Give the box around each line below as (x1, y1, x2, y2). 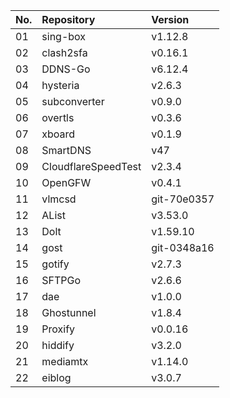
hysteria (41, 79, 80, 92)
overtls (41, 111, 75, 124)
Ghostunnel (41, 306, 97, 319)
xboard (41, 127, 76, 141)
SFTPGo (41, 274, 82, 287)
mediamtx (41, 355, 89, 368)
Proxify (41, 322, 76, 336)
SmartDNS (41, 144, 92, 157)
